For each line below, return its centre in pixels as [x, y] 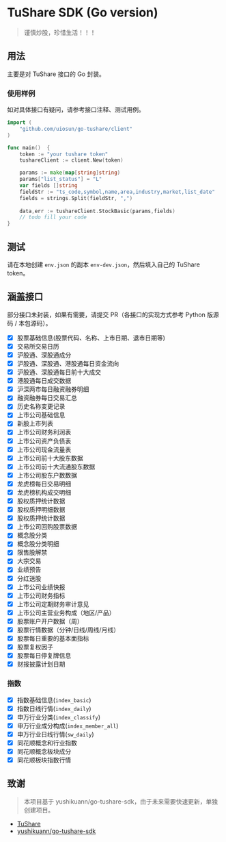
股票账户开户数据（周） [50, 621]
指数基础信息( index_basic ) [54, 699]
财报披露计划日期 [41, 664]
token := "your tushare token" [64, 154]
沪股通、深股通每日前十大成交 [59, 372]
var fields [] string [48, 186]
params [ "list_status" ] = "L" [61, 179]
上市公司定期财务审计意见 [53, 604]
